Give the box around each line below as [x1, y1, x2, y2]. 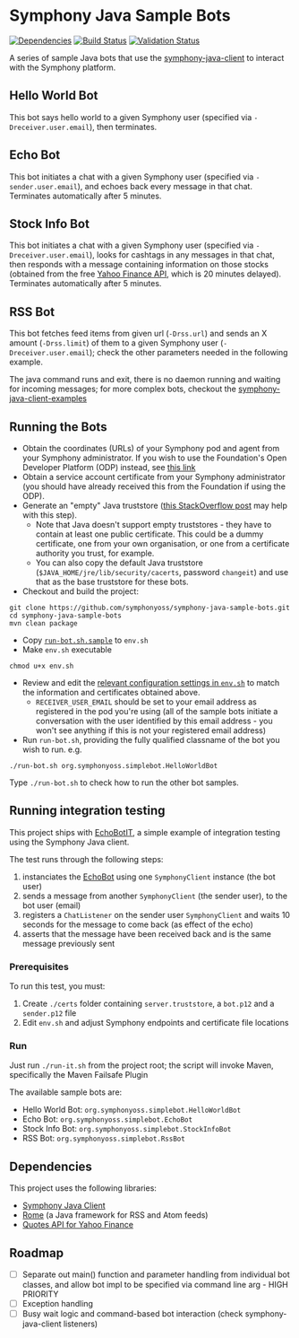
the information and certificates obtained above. [21, 687, 201, 697]
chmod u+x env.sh [9, 661, 74, 670]
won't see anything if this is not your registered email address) [35, 725, 267, 736]
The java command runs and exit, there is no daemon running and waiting [9, 374, 281, 385]
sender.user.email [9, 182, 78, 191]
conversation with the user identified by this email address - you [35, 715, 273, 726]
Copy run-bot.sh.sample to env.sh [21, 634, 149, 645]
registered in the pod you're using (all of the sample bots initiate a [35, 706, 278, 716]
